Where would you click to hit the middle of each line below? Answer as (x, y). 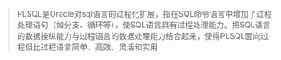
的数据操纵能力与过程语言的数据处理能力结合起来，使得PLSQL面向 (139, 36)
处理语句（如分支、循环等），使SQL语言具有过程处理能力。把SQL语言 (144, 25)
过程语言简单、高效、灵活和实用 (99, 47)
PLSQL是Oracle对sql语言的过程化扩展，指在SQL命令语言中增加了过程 (145, 14)
